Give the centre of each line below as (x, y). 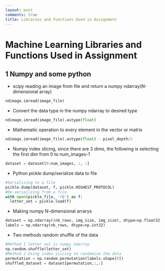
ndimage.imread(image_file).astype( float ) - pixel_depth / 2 (69, 139)
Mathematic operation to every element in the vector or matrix (77, 130)
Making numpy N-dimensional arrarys (52, 211)
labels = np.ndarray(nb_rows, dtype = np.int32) (55, 225)
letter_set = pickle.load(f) (41, 201)
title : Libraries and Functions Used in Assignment (61, 19)
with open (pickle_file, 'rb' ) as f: (44, 197)
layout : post (19, 10)
